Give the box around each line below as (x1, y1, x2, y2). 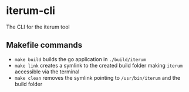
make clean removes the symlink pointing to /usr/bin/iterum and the (14, 74, 181, 81)
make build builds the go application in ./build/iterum (14, 55, 146, 62)
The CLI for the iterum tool (6, 23, 70, 30)
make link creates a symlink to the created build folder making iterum (14, 62, 183, 69)
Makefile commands (6, 40, 83, 50)
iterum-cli (6, 4, 56, 17)
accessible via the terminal (14, 68, 80, 75)
